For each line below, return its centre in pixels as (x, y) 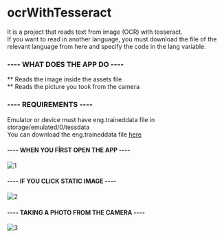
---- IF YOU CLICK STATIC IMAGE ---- (62, 181)
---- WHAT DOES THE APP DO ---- (66, 64)
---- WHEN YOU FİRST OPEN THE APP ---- (69, 150)
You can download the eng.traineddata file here (75, 134)
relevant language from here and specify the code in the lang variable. (107, 46)
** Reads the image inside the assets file (65, 79)
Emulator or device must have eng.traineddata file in (81, 119)
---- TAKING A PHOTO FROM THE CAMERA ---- (76, 212)
